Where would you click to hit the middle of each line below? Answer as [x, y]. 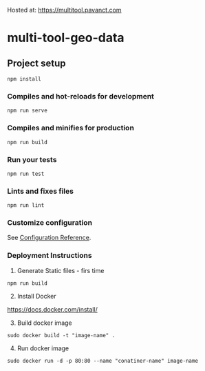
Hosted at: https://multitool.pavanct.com [64, 10]
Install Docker [36, 296]
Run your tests [32, 159]
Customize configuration [50, 223]
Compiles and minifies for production [71, 128]
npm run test [26, 174]
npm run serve [28, 111]
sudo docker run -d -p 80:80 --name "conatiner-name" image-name [102, 361]
